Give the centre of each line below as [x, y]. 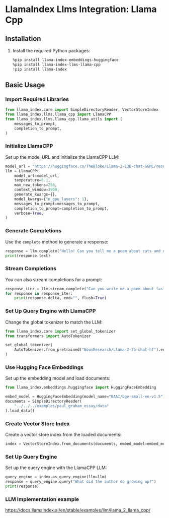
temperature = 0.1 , [32, 180]
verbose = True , [29, 213]
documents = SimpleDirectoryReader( [44, 402]
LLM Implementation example [42, 499]
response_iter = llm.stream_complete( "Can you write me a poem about [80, 289]
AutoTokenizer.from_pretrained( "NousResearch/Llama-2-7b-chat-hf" [85, 350]
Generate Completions [33, 231]
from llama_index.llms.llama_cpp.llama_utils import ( [64, 119]
